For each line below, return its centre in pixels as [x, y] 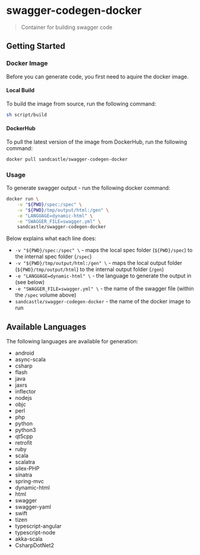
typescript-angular [38, 526]
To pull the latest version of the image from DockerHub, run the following [97, 142]
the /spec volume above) [45, 295]
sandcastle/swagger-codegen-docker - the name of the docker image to [103, 302]
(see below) [30, 282]
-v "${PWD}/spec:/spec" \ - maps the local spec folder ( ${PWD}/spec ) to [104, 250]
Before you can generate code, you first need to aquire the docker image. [98, 77]
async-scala [30, 360]
